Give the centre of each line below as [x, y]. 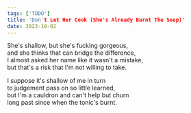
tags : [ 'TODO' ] [29, 13]
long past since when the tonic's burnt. [62, 103]
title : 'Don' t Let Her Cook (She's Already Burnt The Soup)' [96, 20]
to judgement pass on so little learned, [61, 88]
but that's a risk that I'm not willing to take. [67, 67]
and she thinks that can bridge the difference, [72, 53]
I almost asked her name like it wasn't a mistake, [75, 60]
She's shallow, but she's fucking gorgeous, [68, 46]
